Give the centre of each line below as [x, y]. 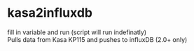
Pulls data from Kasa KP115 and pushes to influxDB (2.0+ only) [97, 39]
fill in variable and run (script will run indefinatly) [77, 32]
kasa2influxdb [50, 13]
